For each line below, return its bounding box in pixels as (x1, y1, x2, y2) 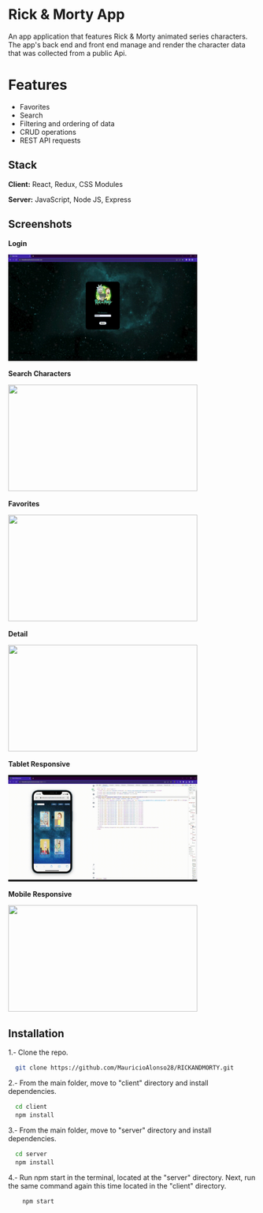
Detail (8, 629, 28, 638)
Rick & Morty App (8, 6, 125, 24)
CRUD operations (19, 127, 76, 136)
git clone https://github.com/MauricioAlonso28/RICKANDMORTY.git (15, 1064, 235, 1072)
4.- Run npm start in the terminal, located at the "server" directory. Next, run (8, 1173, 256, 1182)
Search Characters (8, 368, 72, 378)
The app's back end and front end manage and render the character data (8, 39, 246, 49)
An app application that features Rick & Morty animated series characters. (8, 32, 248, 41)
